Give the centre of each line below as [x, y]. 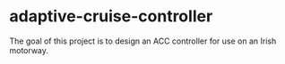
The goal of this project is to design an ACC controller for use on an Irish [143, 41]
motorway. [29, 50]
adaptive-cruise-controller [111, 16]
